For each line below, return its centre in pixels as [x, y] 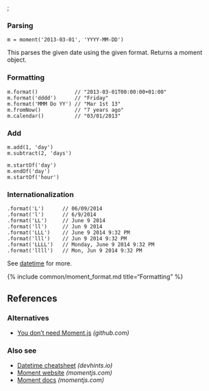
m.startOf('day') [32, 165]
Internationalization [40, 194]
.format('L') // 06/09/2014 [55, 209]
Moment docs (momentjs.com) [61, 380]
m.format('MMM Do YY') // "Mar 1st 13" [64, 104]
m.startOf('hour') [33, 177]
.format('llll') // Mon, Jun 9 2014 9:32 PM [75, 251]
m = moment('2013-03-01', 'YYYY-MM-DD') [66, 40]
